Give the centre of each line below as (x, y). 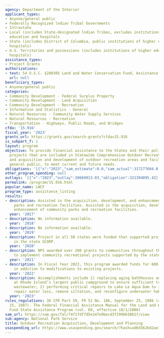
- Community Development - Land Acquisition (51, 101)
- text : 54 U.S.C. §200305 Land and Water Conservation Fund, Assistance (82, 73)
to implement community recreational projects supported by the (81, 255)
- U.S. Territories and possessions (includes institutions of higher (78, 50)
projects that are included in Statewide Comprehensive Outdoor (76, 155)
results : (14, 196)
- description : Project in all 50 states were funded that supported (77, 237)
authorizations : (21, 69)
